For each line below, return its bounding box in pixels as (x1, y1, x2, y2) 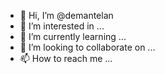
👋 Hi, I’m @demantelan (19, 10, 114, 21)
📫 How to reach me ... (19, 53, 113, 64)
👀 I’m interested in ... (19, 20, 105, 32)
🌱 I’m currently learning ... (19, 31, 127, 42)
